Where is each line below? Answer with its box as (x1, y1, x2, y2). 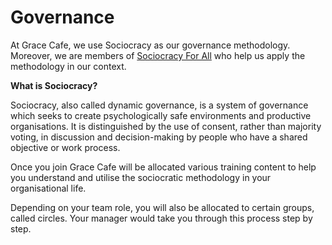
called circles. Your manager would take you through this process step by (10, 212, 313, 224)
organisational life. (10, 182, 87, 194)
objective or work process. (10, 141, 121, 153)
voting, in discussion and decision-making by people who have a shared (10, 131, 308, 143)
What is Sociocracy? (10, 79, 98, 91)
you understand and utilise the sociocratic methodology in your (10, 171, 272, 183)
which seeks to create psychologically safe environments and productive (10, 109, 312, 121)
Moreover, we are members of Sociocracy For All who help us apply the (10, 49, 306, 61)
